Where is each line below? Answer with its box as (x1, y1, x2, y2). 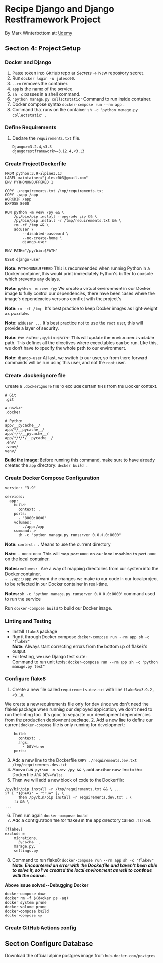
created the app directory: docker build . (5, 462, 89, 468)
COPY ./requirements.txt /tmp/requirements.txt (5, 189, 104, 193)
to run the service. (5, 596, 42, 602)
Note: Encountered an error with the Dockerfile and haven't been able (12, 862, 157, 868)
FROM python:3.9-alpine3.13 (5, 171, 62, 176)
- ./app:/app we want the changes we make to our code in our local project (5, 576, 158, 581)
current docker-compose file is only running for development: (5, 722, 125, 728)
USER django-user (5, 257, 41, 262)
